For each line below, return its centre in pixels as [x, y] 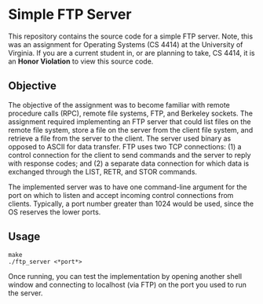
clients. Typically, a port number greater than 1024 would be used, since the [131, 203]
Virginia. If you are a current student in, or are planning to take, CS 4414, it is [131, 53]
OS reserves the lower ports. [55, 212]
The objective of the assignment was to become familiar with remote [119, 104]
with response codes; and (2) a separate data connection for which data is [129, 163]
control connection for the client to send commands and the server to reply [130, 155]
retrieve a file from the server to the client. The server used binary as [120, 138]
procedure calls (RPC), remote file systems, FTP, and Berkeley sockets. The [131, 113]
